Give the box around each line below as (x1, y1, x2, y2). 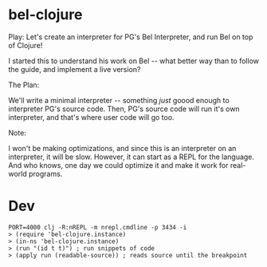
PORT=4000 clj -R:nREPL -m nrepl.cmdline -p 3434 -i (8, 223, 187, 231)
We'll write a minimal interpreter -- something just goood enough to (8, 95, 230, 105)
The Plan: (8, 80, 40, 90)
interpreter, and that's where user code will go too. (8, 112, 175, 122)
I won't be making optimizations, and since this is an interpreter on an (8, 143, 237, 153)
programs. (28, 169, 63, 178)
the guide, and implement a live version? (8, 64, 141, 74)
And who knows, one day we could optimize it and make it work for (8, 160, 229, 169)
